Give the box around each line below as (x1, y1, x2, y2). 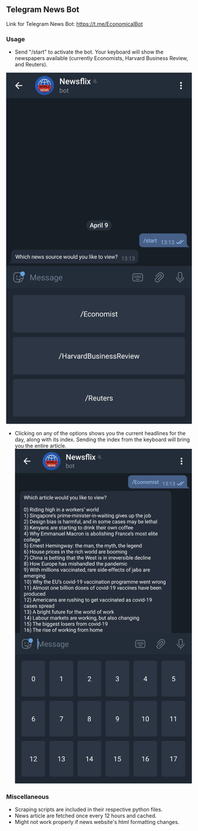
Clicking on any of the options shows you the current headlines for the (14, 430, 186, 437)
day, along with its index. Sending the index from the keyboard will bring (14, 436, 190, 443)
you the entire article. (14, 442, 67, 449)
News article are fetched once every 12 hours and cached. (14, 812, 157, 819)
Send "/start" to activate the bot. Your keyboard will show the (14, 48, 164, 55)
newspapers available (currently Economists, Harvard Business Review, (14, 55, 189, 62)
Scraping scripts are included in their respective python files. (14, 806, 163, 813)
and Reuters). (14, 61, 48, 68)
